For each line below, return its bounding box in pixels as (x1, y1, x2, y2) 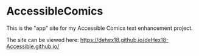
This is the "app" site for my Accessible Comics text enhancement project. (6, 24, 193, 32)
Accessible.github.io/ (6, 43, 60, 50)
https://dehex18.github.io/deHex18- (80, 36, 169, 43)
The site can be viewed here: (6, 36, 79, 43)
